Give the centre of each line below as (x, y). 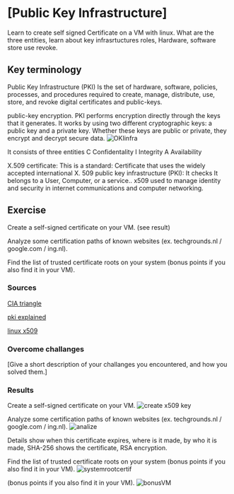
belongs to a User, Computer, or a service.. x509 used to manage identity (114, 180)
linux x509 (23, 331)
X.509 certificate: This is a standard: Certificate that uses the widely (106, 165)
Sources (22, 288)
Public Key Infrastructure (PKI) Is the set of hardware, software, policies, (112, 87)
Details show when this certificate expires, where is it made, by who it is (112, 440)
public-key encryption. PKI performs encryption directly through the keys (114, 115)
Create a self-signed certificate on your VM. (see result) (89, 227)
